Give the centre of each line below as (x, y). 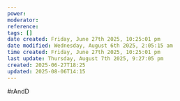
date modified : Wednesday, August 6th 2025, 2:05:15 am (90, 46)
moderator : (23, 20)
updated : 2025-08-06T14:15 (46, 71)
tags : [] (20, 33)
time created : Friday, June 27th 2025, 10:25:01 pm (84, 53)
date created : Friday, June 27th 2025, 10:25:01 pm (84, 39)
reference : (23, 26)
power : (17, 13)
